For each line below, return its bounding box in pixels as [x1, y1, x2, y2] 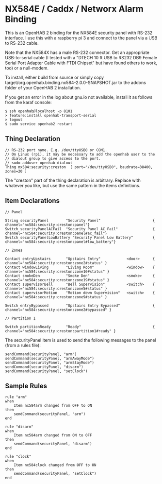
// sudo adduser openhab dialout [5, 160, 73, 165]
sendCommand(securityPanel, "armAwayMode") [5, 356, 95, 361]
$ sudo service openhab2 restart [5, 121, 73, 126]
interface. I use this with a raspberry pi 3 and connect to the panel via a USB [5, 35, 158, 41]
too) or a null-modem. [5, 65, 49, 71]
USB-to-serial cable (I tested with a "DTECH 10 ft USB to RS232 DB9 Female [5, 54, 158, 60]
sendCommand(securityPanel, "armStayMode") [5, 360, 95, 365]
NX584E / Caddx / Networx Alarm [5, 3, 144, 15]
